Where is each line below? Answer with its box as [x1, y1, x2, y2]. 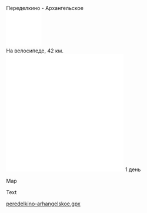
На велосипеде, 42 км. [6, 47, 64, 54]
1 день [125, 166, 141, 173]
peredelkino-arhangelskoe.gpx [6, 200, 81, 207]
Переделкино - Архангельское [6, 5, 84, 11]
